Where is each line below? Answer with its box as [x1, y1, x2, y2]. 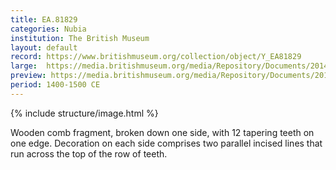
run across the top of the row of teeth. [10, 147, 168, 160]
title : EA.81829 [10, 14, 78, 25]
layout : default [10, 42, 78, 53]
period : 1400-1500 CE [10, 80, 101, 90]
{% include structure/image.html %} [10, 107, 159, 119]
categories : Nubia [10, 24, 87, 34]
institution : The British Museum [10, 33, 150, 43]
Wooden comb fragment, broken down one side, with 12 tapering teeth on [10, 126, 315, 138]
